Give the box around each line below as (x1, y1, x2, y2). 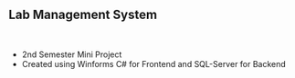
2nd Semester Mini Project (21, 49, 122, 60)
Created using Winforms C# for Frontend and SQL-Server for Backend (21, 58, 287, 69)
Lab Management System (8, 7, 157, 23)
